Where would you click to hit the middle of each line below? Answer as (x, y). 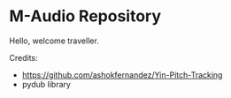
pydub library (46, 84)
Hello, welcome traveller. (54, 41)
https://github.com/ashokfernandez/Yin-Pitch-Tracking (122, 75)
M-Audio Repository (85, 16)
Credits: (23, 57)
